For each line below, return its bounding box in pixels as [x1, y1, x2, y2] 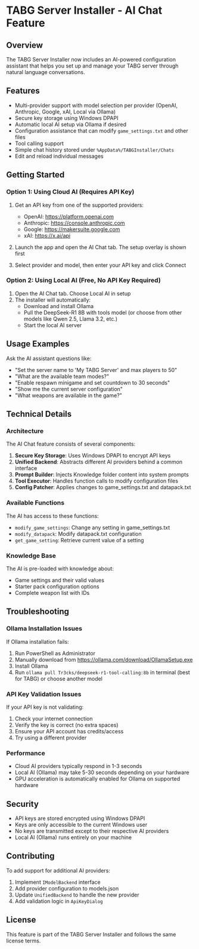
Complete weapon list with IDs [14, 589, 90, 596]
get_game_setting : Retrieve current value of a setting [14, 536, 144, 543]
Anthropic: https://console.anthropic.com [23, 219, 125, 226]
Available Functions [6, 499, 64, 507]
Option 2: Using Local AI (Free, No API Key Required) [6, 276, 161, 284]
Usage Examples [6, 339, 70, 349]
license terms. [6, 937, 41, 944]
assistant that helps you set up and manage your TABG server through [6, 62, 179, 69]
